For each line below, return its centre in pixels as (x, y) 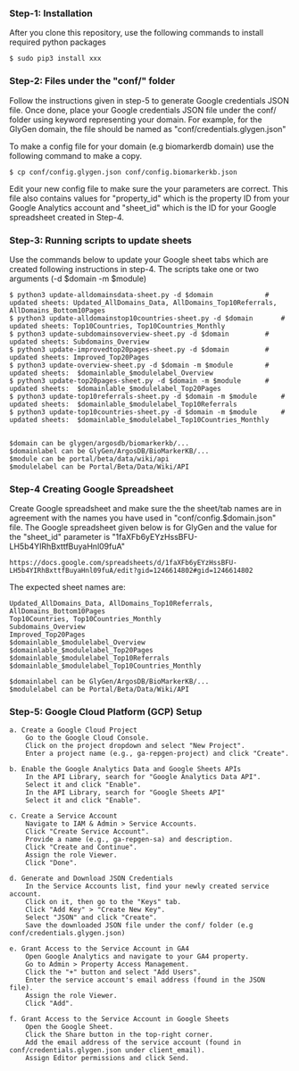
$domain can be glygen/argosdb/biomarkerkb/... (100, 443)
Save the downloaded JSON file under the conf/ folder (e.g (139, 926)
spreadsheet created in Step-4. (67, 217)
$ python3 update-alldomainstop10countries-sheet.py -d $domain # (147, 318)
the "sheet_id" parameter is (60, 537)
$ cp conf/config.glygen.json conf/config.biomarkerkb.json (124, 172)
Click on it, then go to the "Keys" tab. (103, 902)
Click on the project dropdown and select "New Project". (135, 746)
